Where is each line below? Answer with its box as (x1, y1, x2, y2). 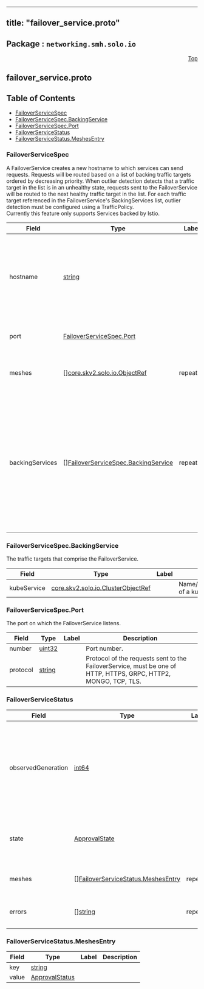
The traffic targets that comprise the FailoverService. (6, 555, 138, 562)
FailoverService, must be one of (86, 662, 177, 670)
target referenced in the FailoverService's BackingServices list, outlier (6, 196, 181, 204)
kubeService (9, 584, 46, 592)
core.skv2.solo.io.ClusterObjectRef (51, 584, 151, 592)
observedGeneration (9, 763, 69, 771)
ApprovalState (73, 834, 115, 843)
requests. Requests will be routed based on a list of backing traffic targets (6, 171, 191, 178)
